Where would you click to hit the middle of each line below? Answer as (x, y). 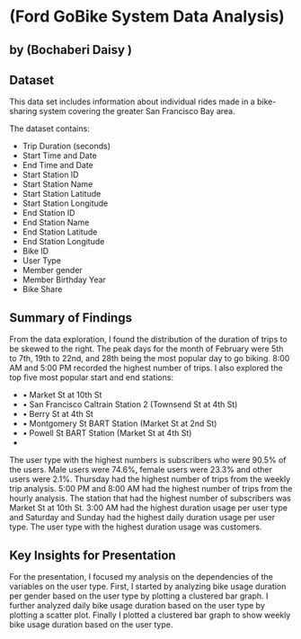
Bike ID (35, 251)
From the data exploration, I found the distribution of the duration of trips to (148, 340)
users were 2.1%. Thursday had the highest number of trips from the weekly (150, 479)
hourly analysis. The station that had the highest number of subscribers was (150, 498)
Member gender (52, 271)
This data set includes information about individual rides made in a (133, 102)
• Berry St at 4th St (58, 414)
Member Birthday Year (64, 280)
